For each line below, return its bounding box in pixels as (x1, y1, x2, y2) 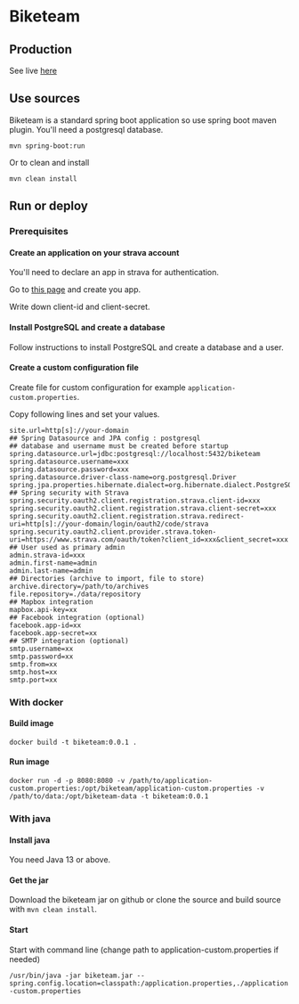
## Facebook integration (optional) (9, 613, 145, 622)
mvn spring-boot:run (9, 141, 86, 151)
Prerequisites (9, 225, 69, 238)
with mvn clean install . (9, 904, 98, 915)
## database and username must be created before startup (9, 441, 229, 451)
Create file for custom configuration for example (9, 381, 187, 393)
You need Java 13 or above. (9, 854, 111, 865)
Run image (9, 756, 50, 767)
